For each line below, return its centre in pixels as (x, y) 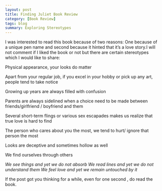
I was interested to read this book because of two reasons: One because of (81, 42)
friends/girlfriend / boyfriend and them (44, 106)
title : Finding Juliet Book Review (41, 14)
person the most (22, 136)
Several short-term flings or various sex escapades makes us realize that (79, 116)
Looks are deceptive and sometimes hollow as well (56, 145)
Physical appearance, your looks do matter (48, 67)
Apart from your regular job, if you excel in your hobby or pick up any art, (79, 77)
